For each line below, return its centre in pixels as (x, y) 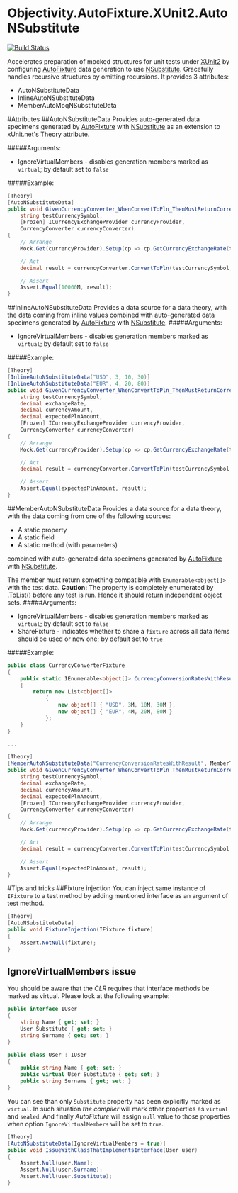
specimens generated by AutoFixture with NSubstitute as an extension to (114, 126)
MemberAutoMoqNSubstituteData (67, 105)
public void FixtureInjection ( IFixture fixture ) (80, 930)
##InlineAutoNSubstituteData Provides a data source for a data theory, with (117, 308)
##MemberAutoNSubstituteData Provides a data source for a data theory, (114, 508)
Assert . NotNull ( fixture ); (58, 943)
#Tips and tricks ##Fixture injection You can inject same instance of (107, 888)
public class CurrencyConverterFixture (66, 665)
